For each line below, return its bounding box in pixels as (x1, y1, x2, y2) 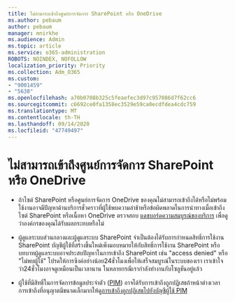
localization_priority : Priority (8, 62, 106, 69)
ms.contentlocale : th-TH (8, 114, 80, 121)
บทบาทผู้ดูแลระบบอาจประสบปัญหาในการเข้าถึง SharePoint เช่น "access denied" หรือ (17, 249, 228, 257)
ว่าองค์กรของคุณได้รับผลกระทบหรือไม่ (17, 219, 104, 227)
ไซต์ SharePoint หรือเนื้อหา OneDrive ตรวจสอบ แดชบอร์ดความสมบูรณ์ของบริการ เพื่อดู (17, 211, 228, 220)
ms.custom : (8, 75, 40, 82)
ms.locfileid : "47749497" (8, 127, 83, 134)
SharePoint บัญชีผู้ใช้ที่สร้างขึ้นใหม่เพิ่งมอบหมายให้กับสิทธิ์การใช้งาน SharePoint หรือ (17, 241, 220, 250)
